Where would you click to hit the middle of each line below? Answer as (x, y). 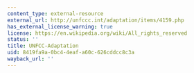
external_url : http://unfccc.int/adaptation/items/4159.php (96, 20)
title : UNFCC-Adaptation (43, 46)
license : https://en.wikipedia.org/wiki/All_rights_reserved (97, 33)
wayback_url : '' (30, 59)
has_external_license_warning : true (60, 26)
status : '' (23, 40)
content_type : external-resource (55, 14)
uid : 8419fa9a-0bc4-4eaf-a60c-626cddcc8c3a (71, 53)
